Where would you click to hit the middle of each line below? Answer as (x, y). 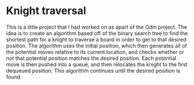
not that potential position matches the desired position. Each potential (91, 58)
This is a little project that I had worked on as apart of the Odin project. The (97, 27)
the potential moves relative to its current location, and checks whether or (95, 52)
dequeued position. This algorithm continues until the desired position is (93, 70)
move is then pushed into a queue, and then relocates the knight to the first (97, 64)
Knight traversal (46, 11)
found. (14, 77)
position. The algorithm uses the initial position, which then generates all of (97, 46)
